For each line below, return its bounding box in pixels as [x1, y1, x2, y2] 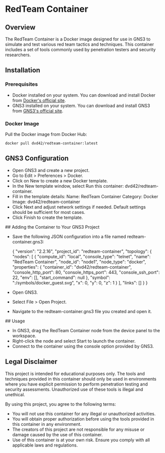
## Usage [5, 318, 26, 324]
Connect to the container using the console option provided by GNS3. [12, 343, 154, 349]
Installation [5, 66, 40, 74]
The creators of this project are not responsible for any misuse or [12, 426, 145, 432]
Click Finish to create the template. [12, 214, 83, 220]
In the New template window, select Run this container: [12, 183, 124, 189]
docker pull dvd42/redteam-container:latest [5, 140, 98, 146]
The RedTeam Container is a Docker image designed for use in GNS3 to [5, 36, 151, 42]
